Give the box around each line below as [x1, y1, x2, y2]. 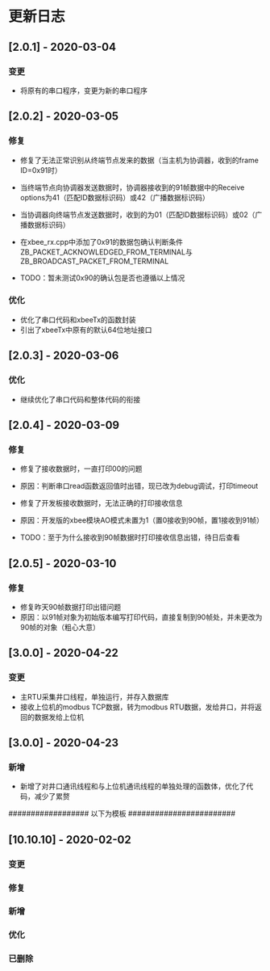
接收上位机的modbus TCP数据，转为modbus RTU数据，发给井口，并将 [19, 702, 255, 712]
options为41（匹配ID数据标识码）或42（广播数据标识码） [19, 192, 210, 202]
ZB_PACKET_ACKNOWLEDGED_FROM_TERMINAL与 [19, 247, 193, 257]
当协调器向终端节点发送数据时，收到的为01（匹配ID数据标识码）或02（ [19, 209, 255, 219]
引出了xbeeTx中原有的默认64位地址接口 [19, 325, 152, 334]
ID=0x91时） [19, 165, 62, 174]
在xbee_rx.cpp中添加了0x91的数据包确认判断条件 [19, 237, 184, 246]
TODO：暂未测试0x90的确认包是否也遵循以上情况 [19, 272, 185, 283]
